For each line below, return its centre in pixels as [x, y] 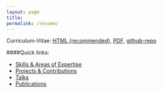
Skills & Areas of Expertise [48, 64]
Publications [31, 84]
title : [15, 18]
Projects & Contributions [46, 71]
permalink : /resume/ [33, 23]
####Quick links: [28, 53]
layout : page [23, 12]
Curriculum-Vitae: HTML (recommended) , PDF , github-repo [81, 41]
